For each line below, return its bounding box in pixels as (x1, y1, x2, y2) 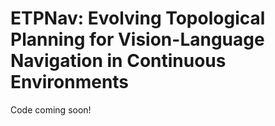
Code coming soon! (10, 103, 92, 116)
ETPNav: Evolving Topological (10, 7, 266, 30)
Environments (10, 71, 130, 94)
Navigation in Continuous (10, 50, 227, 72)
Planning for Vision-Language (10, 28, 265, 51)
